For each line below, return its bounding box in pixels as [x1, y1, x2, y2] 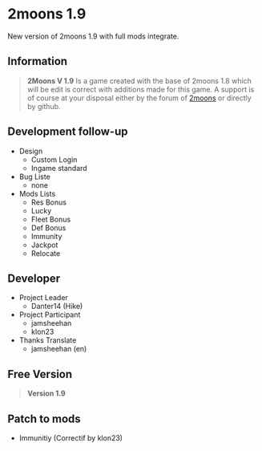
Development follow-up [7, 125, 128, 139]
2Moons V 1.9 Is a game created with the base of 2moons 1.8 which [26, 75, 252, 85]
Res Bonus [30, 197, 67, 207]
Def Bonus [30, 222, 67, 233]
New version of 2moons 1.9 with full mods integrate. [7, 31, 179, 41]
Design [18, 146, 43, 156]
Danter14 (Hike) [30, 302, 83, 311]
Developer [7, 271, 61, 285]
